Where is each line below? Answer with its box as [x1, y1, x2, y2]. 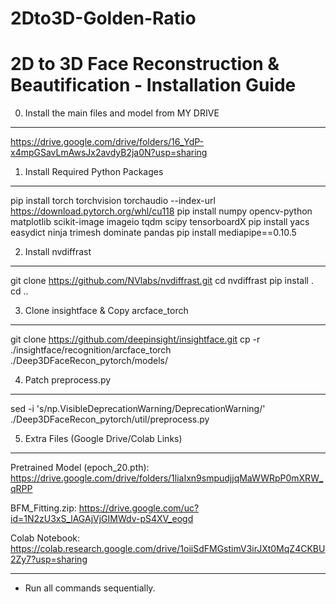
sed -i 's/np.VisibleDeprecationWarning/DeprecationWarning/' [10, 403, 266, 415]
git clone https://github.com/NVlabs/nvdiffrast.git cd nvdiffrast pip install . [10, 275, 314, 287]
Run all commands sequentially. [24, 582, 156, 594]
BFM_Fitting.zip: [10, 502, 77, 514]
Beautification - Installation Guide [10, 74, 297, 97]
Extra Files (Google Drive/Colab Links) [24, 433, 183, 445]
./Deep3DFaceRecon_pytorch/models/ [10, 355, 169, 367]
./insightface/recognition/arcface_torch [10, 344, 172, 356]
